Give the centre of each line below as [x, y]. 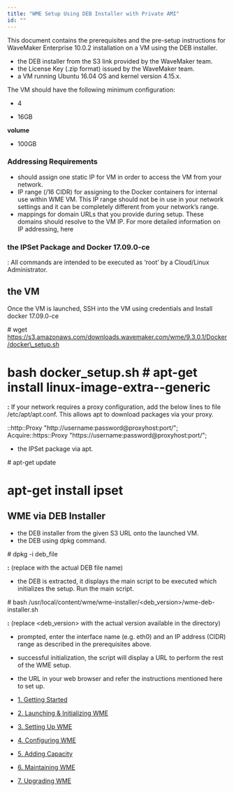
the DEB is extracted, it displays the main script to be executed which [117, 581]
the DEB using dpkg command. [62, 540]
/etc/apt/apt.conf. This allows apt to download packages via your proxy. [111, 414]
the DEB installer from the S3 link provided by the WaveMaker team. [115, 61]
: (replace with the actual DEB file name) [65, 568]
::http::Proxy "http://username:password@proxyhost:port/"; [93, 428]
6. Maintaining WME [46, 767]
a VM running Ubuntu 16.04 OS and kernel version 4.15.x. [99, 76]
